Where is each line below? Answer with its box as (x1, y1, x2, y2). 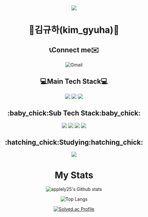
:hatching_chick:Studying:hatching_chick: (5, 138, 143, 147)
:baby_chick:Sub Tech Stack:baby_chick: (7, 109, 141, 117)
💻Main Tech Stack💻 (40, 77, 108, 86)
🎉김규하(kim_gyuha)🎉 (29, 24, 119, 36)
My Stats (54, 169, 94, 181)
